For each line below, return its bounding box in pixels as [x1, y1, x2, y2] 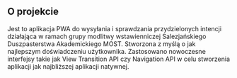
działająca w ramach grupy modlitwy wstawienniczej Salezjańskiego [7, 32, 207, 40]
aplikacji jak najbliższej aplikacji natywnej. [7, 62, 129, 70]
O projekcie [7, 6, 59, 18]
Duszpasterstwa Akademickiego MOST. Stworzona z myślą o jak [7, 39, 196, 48]
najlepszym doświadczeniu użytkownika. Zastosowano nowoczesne [7, 47, 207, 55]
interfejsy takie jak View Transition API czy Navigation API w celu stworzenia [7, 55, 231, 63]
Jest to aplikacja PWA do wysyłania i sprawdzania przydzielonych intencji [7, 24, 221, 33]
